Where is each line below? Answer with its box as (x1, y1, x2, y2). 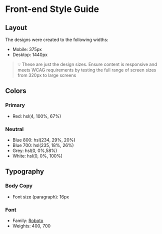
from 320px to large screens (17, 72, 76, 78)
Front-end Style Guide (5, 3, 99, 15)
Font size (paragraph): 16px (12, 193, 69, 199)
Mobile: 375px (12, 46, 42, 52)
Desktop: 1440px (12, 51, 48, 57)
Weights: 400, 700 (12, 222, 51, 228)
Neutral (5, 125, 24, 132)
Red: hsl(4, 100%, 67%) (12, 113, 61, 119)
